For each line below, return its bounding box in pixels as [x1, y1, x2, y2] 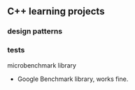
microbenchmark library [7, 61, 77, 69]
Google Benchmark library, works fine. [17, 75, 129, 83]
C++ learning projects [7, 6, 105, 17]
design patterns [7, 27, 63, 36]
